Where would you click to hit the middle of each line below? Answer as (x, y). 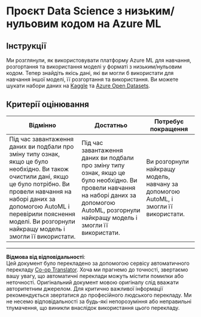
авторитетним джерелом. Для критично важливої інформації (85, 288)
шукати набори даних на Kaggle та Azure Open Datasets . (78, 86)
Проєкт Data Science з (64, 11)
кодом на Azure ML (111, 24)
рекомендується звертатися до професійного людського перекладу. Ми (99, 295)
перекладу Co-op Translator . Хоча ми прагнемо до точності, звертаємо (97, 269)
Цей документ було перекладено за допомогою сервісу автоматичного (98, 263)
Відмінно (42, 125)
